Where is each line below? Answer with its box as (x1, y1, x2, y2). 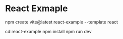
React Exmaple (5, 3, 68, 14)
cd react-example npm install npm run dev (5, 28, 92, 34)
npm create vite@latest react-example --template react (5, 19, 118, 25)
